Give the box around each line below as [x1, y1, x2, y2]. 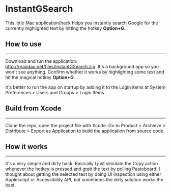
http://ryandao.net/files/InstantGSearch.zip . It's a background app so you [5, 63, 159, 69]
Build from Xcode [5, 104, 62, 113]
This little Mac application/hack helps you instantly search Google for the [5, 20, 159, 26]
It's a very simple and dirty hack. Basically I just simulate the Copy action [5, 161, 158, 167]
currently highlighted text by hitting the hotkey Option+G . [5, 25, 126, 31]
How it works [5, 142, 48, 151]
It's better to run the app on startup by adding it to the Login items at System [5, 84, 166, 90]
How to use [5, 40, 42, 49]
